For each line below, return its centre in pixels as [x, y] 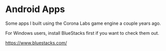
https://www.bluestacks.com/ [36, 43]
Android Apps [35, 9]
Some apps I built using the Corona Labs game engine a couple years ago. [83, 23]
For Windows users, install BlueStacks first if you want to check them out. [82, 33]
